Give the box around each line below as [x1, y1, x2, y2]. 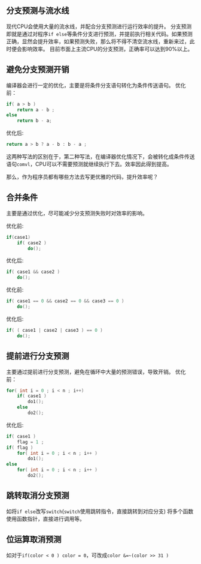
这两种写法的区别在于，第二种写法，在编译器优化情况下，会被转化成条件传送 [6, 153, 195, 160]
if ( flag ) [6, 445, 33, 451]
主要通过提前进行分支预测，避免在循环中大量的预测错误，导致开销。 [6, 368, 174, 375]
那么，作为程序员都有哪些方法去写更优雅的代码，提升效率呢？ [6, 173, 159, 180]
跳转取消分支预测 [6, 491, 69, 501]
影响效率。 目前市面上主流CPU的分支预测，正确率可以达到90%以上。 [22, 45, 193, 52]
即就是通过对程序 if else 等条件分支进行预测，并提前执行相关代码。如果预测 [6, 30, 193, 37]
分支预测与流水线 [6, 5, 69, 16]
